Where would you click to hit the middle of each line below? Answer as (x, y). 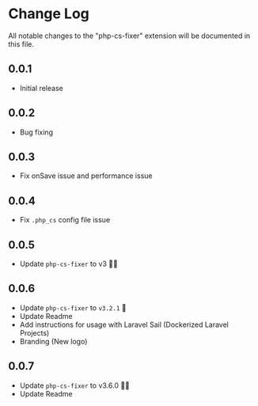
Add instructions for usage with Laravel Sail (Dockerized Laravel (124, 324)
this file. (21, 44)
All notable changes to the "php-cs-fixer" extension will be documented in (129, 36)
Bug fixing (36, 132)
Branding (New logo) (53, 341)
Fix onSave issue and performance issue (86, 176)
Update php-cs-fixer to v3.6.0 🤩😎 (75, 385)
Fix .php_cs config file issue (65, 220)
